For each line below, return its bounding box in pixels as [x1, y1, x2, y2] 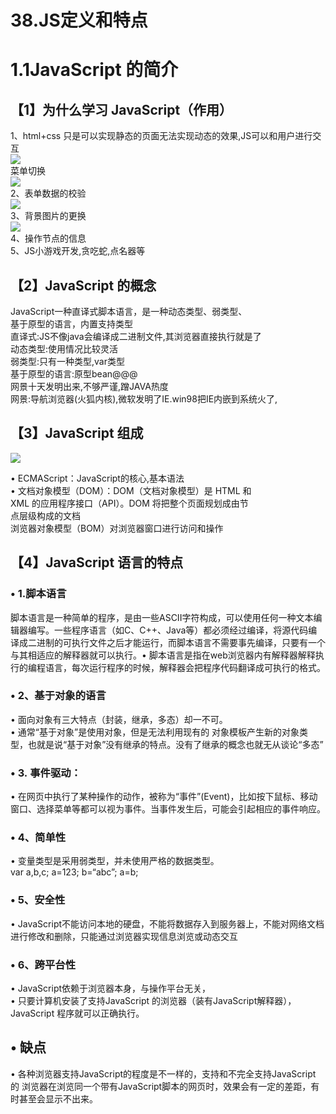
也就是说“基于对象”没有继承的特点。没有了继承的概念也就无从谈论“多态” [27, 738, 324, 750]
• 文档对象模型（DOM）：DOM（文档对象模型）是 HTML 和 [10, 484, 252, 496]
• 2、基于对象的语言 [10, 689, 107, 703]
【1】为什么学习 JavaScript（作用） [10, 101, 233, 118]
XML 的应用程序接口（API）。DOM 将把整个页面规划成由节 [10, 497, 249, 509]
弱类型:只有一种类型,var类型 [10, 356, 125, 367]
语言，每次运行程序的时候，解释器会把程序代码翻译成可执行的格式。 [44, 661, 326, 673]
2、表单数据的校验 [10, 187, 87, 200]
